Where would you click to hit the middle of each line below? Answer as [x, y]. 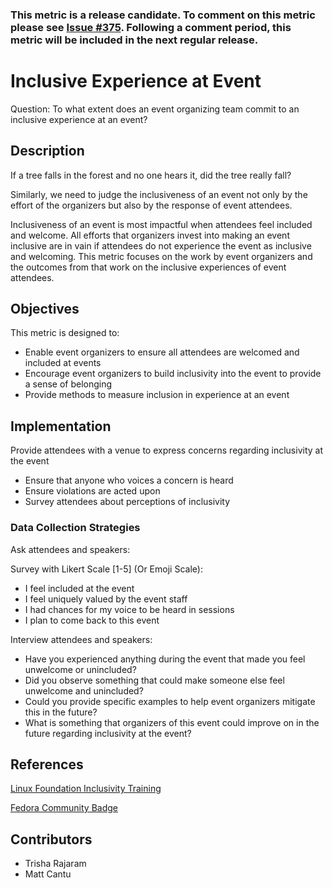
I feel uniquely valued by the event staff [106, 599]
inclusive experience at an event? [79, 119]
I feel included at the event [79, 588]
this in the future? [61, 712]
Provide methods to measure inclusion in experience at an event [157, 395]
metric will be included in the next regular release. [134, 40]
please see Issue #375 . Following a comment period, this [151, 27]
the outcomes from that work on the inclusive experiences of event [148, 267]
